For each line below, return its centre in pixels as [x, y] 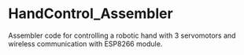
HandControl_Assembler [91, 14]
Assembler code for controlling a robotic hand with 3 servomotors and [122, 35]
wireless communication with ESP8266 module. [85, 43]
